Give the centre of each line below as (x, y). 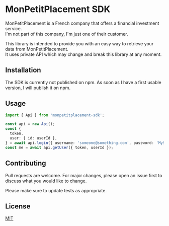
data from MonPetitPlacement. (37, 49)
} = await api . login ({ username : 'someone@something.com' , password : (80, 143)
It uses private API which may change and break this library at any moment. (83, 54)
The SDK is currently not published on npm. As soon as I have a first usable (83, 82)
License (18, 206)
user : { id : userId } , (33, 138)
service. (14, 28)
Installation (23, 70)
